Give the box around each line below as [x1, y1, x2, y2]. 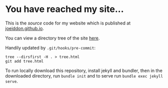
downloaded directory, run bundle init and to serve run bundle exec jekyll [5, 72, 163, 78]
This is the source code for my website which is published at [5, 20, 131, 26]
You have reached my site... [5, 3, 124, 15]
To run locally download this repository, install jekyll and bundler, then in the [5, 67, 162, 73]
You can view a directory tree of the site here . [5, 35, 100, 41]
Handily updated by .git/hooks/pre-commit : [5, 44, 96, 50]
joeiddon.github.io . [5, 25, 44, 31]
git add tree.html [5, 58, 44, 63]
